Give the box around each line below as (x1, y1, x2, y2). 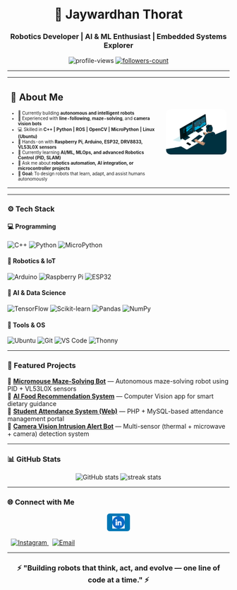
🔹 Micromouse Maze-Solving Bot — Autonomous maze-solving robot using (7, 376, 229, 385)
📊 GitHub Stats (7, 454, 61, 464)
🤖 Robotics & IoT (7, 257, 56, 265)
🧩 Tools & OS (7, 320, 46, 329)
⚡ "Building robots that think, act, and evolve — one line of (16, 563, 221, 573)
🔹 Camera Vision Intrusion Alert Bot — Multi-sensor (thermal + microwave (7, 422, 226, 430)
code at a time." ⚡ (87, 575, 150, 585)
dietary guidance (7, 399, 57, 407)
